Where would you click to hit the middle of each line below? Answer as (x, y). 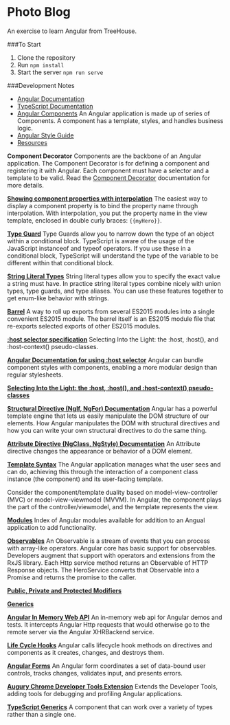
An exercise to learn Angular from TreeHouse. (72, 31)
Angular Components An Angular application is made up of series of (114, 113)
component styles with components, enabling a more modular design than (112, 367)
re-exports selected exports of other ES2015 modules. (84, 326)
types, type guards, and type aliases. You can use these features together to (115, 291)
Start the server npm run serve (60, 72)
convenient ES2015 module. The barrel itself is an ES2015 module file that (111, 319)
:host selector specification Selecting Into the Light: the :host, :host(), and (113, 339)
